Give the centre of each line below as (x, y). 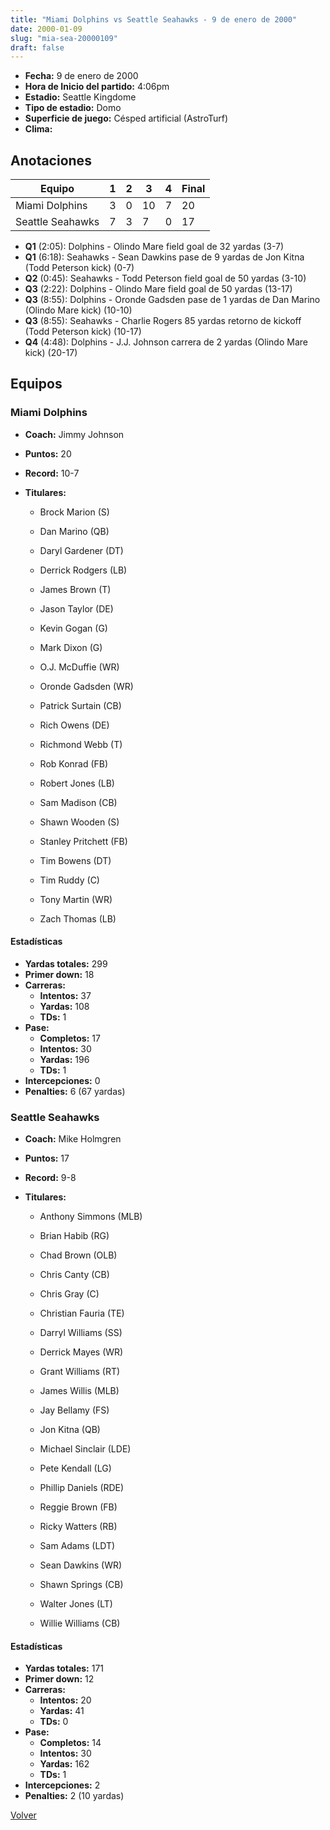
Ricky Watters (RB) (78, 1527)
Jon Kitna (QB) (70, 1430)
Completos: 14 (70, 1743)
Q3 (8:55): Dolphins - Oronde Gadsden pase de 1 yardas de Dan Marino (172, 300)
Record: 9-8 (50, 1178)
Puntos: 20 (48, 453)
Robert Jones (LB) (77, 783)
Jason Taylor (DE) (76, 608)
